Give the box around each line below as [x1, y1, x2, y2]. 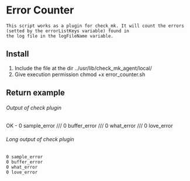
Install [6, 49, 29, 59]
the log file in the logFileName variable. [6, 33, 114, 39]
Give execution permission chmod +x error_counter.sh [14, 71, 146, 78]
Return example [6, 88, 65, 98]
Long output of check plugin [6, 135, 74, 142]
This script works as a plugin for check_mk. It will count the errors [6, 23, 184, 29]
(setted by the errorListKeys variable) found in [6, 28, 130, 34]
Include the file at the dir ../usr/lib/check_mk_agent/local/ [14, 64, 152, 71]
